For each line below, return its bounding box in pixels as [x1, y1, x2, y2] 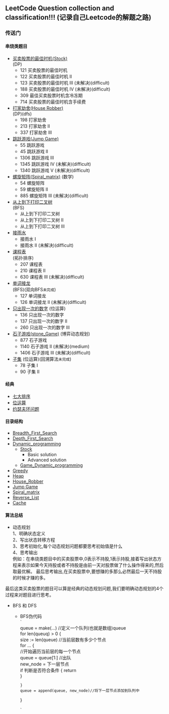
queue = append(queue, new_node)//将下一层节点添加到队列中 [20, 688, 140, 693]
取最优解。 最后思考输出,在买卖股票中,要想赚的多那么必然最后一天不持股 [12, 568, 162, 574]
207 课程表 [20, 261, 43, 267]
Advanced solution [27, 457, 67, 463]
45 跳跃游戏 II [20, 148, 49, 154]
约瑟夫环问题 [12, 406, 39, 412]
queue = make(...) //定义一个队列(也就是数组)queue [20, 625, 126, 631]
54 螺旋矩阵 [20, 180, 45, 186]
